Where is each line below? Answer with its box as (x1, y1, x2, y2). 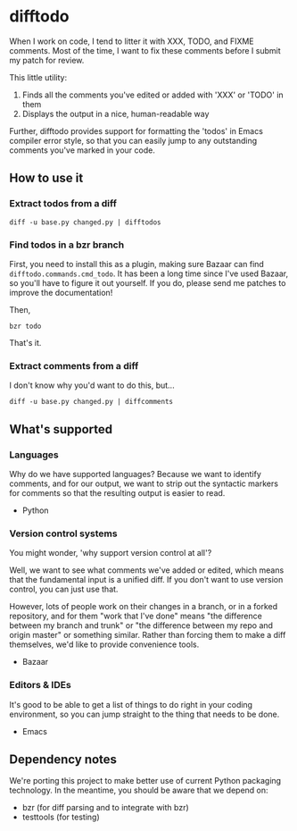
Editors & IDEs (9, 679, 71, 692)
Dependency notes (9, 751, 118, 767)
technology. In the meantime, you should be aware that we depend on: (9, 785, 269, 796)
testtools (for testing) (21, 811, 100, 823)
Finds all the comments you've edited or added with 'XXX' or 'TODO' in (21, 89, 284, 100)
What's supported (9, 422, 113, 437)
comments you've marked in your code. (9, 145, 156, 155)
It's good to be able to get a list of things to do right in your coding (9, 699, 252, 709)
